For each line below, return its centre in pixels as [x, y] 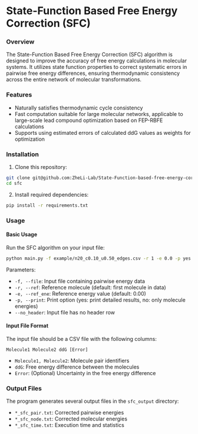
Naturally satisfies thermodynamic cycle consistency [79, 108]
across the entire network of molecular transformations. [74, 79]
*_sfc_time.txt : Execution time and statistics [70, 425]
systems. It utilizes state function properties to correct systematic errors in [97, 67]
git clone [18, 178]
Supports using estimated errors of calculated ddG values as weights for [103, 132]
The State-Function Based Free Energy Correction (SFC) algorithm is [89, 55]
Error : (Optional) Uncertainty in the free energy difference [85, 373]
